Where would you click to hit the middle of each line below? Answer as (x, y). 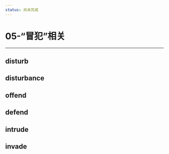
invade (16, 146)
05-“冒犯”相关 (35, 36)
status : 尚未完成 (22, 10)
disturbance (25, 78)
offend (16, 95)
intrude (17, 129)
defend (17, 113)
